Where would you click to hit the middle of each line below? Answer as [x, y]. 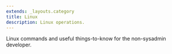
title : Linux [22, 17]
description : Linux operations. [45, 22]
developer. [19, 45]
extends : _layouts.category [40, 11]
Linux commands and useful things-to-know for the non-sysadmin [86, 39]
